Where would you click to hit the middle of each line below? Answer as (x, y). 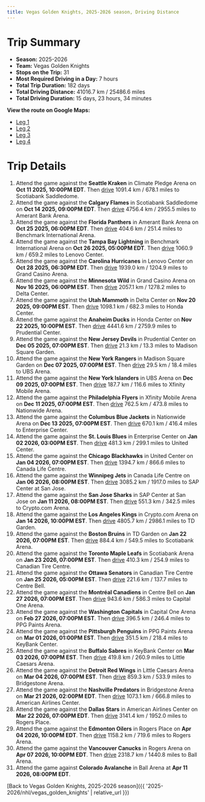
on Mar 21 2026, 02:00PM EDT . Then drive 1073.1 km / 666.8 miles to (103, 696)
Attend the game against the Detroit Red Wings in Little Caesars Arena (105, 670)
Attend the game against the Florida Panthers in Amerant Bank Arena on (107, 222)
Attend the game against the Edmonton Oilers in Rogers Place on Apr (103, 729)
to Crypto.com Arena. (43, 507)
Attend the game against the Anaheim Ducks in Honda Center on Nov (104, 319)
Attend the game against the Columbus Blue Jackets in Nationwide (100, 417)
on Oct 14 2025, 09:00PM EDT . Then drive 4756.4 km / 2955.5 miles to (106, 209)
